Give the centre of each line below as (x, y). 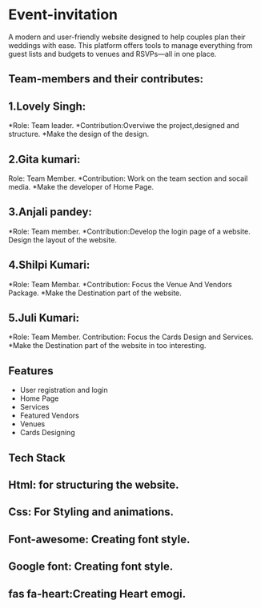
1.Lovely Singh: (47, 106)
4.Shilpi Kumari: (49, 265)
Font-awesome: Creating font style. (99, 539)
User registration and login (64, 390)
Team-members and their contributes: (106, 79)
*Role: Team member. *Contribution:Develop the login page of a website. (129, 231)
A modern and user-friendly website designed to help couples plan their (127, 37)
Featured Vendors (50, 416)
